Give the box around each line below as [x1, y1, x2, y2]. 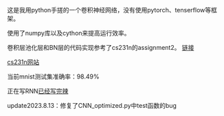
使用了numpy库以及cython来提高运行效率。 [7, 29, 131, 37]
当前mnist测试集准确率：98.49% [7, 72, 100, 81]
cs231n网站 [7, 58, 40, 66]
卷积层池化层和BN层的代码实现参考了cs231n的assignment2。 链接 [7, 44, 194, 51]
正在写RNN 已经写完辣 [7, 87, 69, 95]
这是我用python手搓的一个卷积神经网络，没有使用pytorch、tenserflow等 [7, 6, 212, 14]
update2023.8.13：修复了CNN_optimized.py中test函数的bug [7, 102, 177, 109]
